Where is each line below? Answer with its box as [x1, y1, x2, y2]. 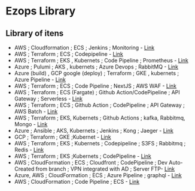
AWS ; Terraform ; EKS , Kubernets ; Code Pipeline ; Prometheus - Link [14, 57, 189, 64]
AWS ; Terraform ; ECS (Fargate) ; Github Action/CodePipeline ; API [14, 89, 180, 95]
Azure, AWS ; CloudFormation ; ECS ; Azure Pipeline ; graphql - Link [14, 172, 182, 178]
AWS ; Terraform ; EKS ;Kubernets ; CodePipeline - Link [14, 153, 152, 160]
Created [14, 165, 35, 172]
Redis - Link [14, 146, 44, 153]
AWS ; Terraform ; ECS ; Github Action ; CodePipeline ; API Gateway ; [14, 102, 185, 109]
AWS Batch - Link [14, 108, 58, 115]
